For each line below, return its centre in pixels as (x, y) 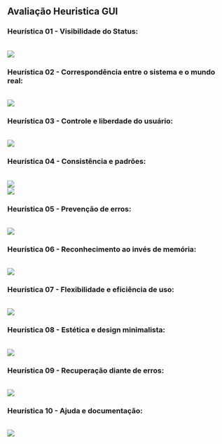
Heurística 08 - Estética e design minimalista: (86, 330)
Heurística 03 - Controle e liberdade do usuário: (90, 120)
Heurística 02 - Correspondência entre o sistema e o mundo (111, 71)
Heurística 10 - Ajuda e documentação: (75, 410)
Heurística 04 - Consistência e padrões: (77, 162)
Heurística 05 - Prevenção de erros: (69, 209)
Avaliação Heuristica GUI (63, 12)
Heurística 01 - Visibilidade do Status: (73, 32)
